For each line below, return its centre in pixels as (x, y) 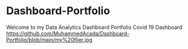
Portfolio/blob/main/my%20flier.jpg (49, 40)
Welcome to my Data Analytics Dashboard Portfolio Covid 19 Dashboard (94, 27)
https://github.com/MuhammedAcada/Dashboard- (68, 33)
